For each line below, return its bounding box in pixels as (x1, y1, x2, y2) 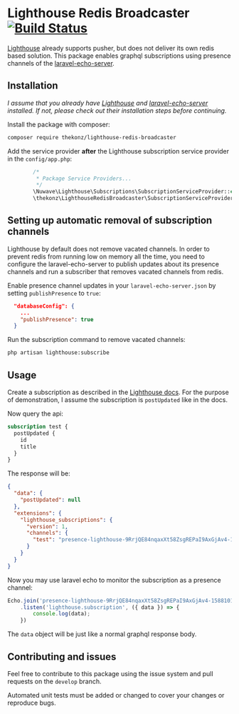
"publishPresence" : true (20, 316, 94, 323)
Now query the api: (7, 409, 64, 418)
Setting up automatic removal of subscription (7, 214, 213, 226)
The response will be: (7, 469, 71, 478)
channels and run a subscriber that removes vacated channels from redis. (7, 267, 224, 276)
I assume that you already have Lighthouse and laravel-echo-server (7, 99, 208, 107)
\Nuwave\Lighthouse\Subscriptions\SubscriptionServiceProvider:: (33, 188, 231, 196)
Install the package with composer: (7, 120, 110, 129)
